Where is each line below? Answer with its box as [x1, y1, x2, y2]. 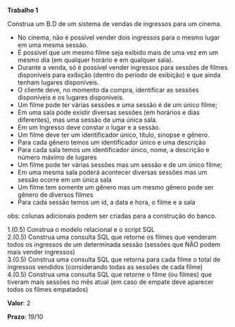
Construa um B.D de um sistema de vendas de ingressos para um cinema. [7, 20, 222, 27]
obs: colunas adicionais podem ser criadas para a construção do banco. [7, 211, 217, 220]
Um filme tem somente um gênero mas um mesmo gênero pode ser [17, 183, 214, 191]
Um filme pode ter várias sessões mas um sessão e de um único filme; [17, 161, 223, 168]
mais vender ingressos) [7, 248, 75, 256]
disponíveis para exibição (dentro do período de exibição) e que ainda [17, 70, 221, 79]
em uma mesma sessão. [17, 41, 88, 49]
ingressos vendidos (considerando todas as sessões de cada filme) [7, 263, 203, 271]
